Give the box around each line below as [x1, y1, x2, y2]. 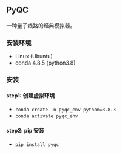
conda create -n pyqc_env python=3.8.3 [15, 107, 117, 113]
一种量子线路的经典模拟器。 [6, 21, 76, 29]
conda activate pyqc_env [15, 113, 78, 119]
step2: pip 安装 [6, 127, 44, 134]
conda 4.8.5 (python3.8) [15, 59, 76, 66]
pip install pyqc [15, 142, 59, 148]
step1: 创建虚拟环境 [6, 91, 55, 99]
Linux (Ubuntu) [15, 53, 53, 60]
